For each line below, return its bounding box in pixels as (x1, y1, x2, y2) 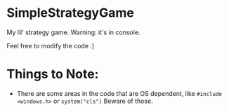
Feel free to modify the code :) (6, 41, 95, 50)
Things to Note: (6, 66, 99, 82)
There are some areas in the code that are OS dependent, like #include (16, 89, 223, 97)
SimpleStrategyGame (6, 5, 134, 21)
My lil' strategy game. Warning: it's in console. (6, 28, 140, 36)
